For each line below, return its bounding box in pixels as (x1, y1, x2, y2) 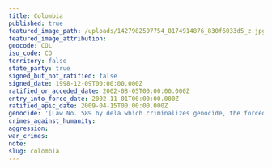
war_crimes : (8, 132, 49, 140)
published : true (8, 19, 63, 27)
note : (8, 139, 27, 148)
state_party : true (8, 65, 70, 73)
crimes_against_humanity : (8, 117, 96, 125)
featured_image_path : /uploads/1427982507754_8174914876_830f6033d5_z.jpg (8, 27, 266, 35)
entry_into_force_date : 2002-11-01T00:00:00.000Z (8, 94, 180, 103)
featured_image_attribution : (8, 34, 107, 43)
